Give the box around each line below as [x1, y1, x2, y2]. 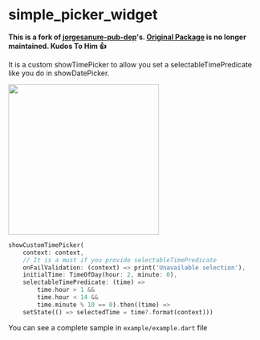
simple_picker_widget [8, 6, 158, 24]
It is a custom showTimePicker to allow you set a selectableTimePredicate [8, 59, 253, 69]
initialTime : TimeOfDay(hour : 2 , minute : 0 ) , [22, 271, 178, 279]
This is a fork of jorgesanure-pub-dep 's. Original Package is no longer [8, 32, 246, 42]
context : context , [22, 249, 84, 257]
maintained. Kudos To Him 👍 [8, 41, 107, 51]
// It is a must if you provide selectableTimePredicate [22, 256, 217, 264]
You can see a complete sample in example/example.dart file [8, 322, 208, 332]
